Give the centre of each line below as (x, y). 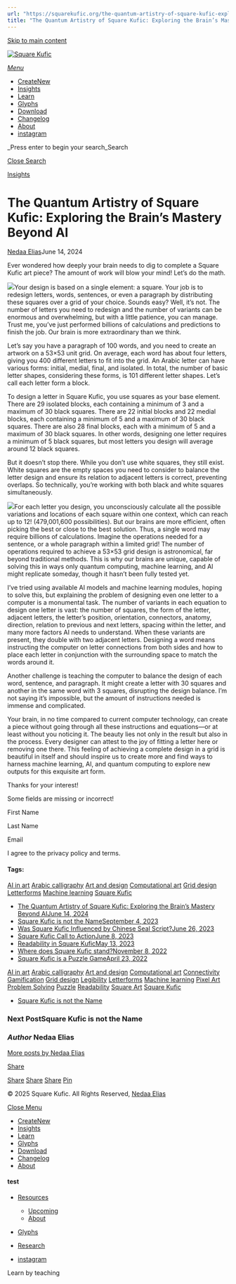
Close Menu (25, 1107)
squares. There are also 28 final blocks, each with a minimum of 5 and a (111, 426)
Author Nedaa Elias (41, 1037)
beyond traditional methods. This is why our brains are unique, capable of (114, 559)
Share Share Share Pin (40, 1080)
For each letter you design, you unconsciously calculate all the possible (118, 507)
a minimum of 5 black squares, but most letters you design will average (110, 441)
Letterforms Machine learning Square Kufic (70, 892)
